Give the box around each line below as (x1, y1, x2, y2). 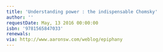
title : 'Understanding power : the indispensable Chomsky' (6, 8, 158, 15)
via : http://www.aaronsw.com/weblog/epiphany (6, 36, 123, 42)
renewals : (6, 31, 31, 37)
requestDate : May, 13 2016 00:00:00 (6, 20, 98, 26)
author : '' (6, 14, 34, 20)
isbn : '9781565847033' (6, 25, 63, 32)
